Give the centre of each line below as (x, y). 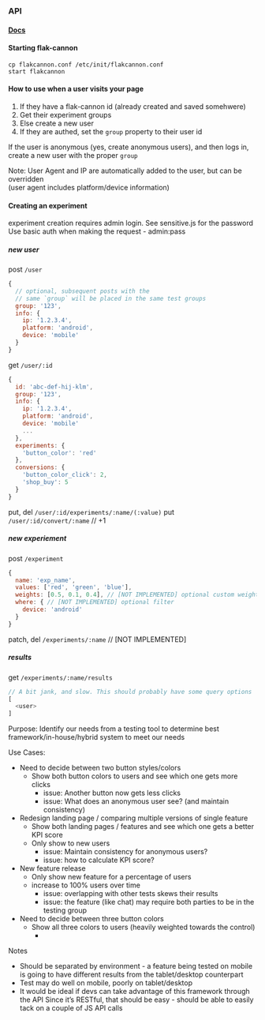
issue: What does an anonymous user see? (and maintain (136, 801)
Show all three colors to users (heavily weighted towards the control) (143, 927)
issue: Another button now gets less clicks (112, 793)
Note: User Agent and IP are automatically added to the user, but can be (125, 171)
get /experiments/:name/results (60, 677)
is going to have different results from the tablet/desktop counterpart (131, 975)
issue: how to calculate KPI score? (99, 860)
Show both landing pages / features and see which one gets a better (143, 827)
